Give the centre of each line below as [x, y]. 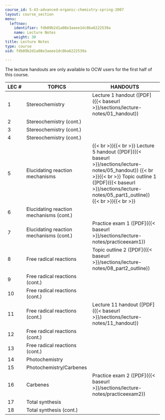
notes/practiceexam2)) [119, 394]
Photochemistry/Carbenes [57, 367]
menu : [11, 19]
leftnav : [18, 23]
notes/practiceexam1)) [119, 242]
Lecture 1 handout [113, 95]
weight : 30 [25, 37]
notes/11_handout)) [115, 323]
